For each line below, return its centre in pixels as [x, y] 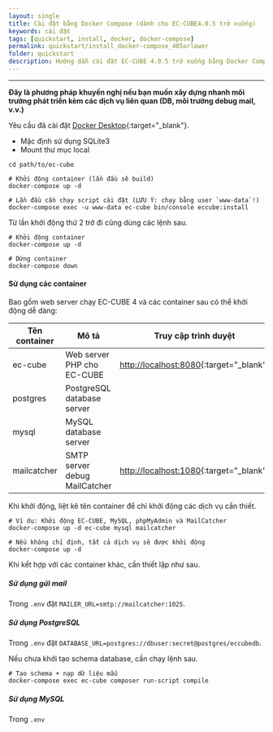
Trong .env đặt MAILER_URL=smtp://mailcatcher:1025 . [97, 604]
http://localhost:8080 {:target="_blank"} [194, 365]
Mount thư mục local [55, 149]
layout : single [34, 16]
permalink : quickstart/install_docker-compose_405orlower [108, 46]
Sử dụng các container [48, 284]
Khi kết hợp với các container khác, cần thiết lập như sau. [104, 565]
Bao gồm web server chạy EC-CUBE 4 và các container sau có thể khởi [128, 302]
